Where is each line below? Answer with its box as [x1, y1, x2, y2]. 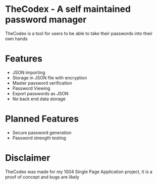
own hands [5, 36, 28, 42]
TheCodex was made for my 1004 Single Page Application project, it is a [5, 169, 153, 175]
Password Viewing [12, 85, 51, 91]
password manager [5, 14, 87, 25]
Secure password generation [12, 129, 72, 135]
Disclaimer [5, 152, 51, 163]
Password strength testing [12, 135, 66, 141]
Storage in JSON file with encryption [12, 74, 87, 80]
